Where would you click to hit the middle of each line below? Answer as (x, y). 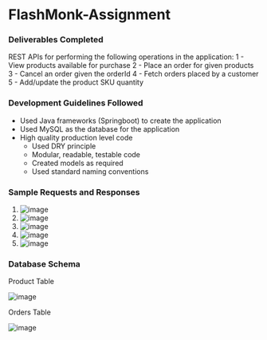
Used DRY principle (64, 146)
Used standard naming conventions (90, 171)
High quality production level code (76, 137)
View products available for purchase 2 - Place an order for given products (131, 65)
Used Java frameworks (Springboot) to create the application (120, 121)
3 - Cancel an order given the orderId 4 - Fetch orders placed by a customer (133, 74)
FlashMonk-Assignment (90, 15)
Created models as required (77, 163)
